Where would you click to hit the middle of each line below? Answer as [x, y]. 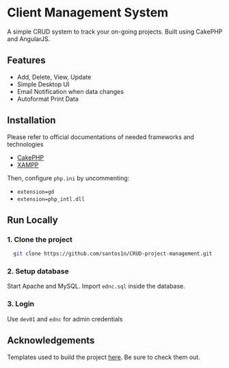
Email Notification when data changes [70, 91]
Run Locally [32, 220]
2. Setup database [38, 271]
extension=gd [36, 192]
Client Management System [88, 13]
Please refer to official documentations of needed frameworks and [101, 137]
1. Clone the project [40, 239]
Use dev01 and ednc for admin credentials [65, 319]
